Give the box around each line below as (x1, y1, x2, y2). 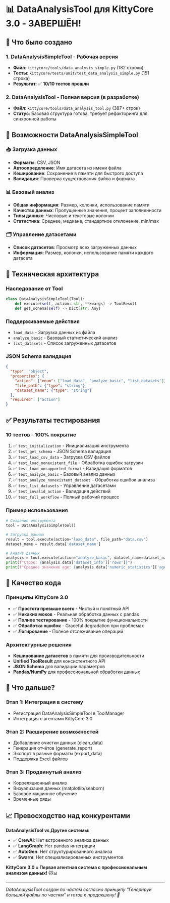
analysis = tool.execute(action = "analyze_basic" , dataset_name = (6, 555, 144, 560)
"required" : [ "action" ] (10, 397, 60, 402)
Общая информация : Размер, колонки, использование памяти (13, 202, 150, 208)
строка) (13, 75, 30, 81)
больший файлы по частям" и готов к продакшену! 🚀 (6, 892, 120, 898)
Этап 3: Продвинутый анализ (6, 768, 82, 775)
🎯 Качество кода (6, 579, 62, 587)
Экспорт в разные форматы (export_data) (13, 751, 102, 757)
